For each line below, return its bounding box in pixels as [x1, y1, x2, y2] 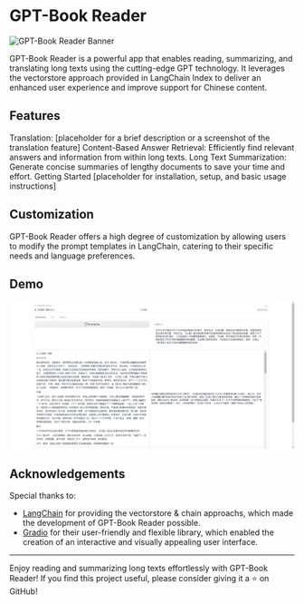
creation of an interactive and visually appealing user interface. [22, 537, 258, 548]
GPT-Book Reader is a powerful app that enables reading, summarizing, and [9, 53, 293, 63]
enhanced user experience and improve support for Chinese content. [9, 82, 268, 93]
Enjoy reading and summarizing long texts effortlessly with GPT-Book [9, 563, 269, 574]
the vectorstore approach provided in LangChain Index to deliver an [9, 72, 261, 83]
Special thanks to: [9, 491, 77, 502]
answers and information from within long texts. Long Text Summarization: [9, 151, 287, 162]
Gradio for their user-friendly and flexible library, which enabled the [22, 527, 274, 538]
